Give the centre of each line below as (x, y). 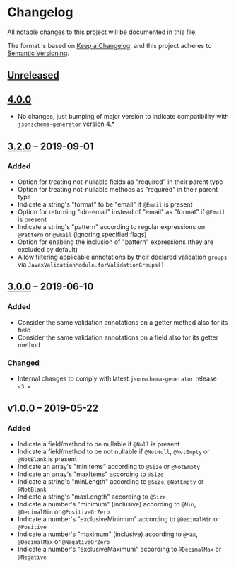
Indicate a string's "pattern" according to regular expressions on (111, 226)
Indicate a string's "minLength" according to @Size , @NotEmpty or (111, 481)
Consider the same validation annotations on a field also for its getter (118, 337)
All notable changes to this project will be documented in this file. (102, 32)
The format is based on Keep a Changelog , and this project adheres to (110, 45)
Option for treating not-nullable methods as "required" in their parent (118, 189)
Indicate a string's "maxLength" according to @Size (92, 497)
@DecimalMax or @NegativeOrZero (64, 541)
